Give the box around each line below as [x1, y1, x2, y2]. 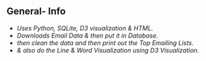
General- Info [6, 6, 66, 17]
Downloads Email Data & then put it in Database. [16, 31, 158, 40]
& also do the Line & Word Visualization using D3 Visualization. [16, 46, 200, 54]
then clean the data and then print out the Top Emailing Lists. [16, 38, 194, 47]
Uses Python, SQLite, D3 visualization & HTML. [16, 24, 153, 32]
